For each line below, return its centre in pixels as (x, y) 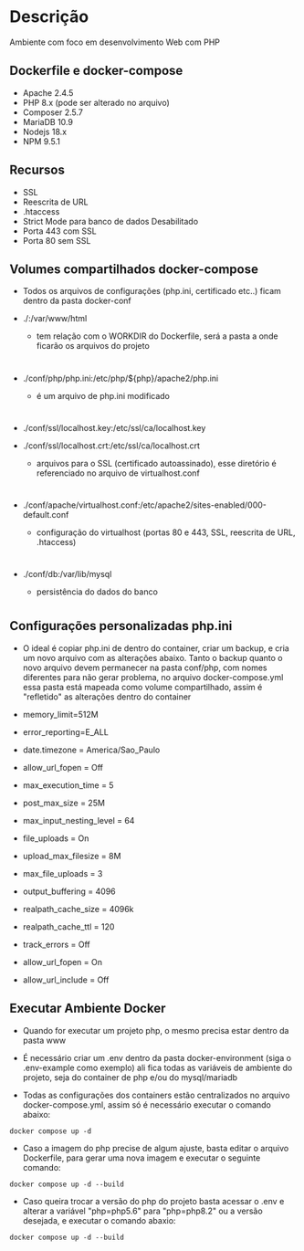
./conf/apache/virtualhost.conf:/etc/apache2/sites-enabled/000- (145, 505)
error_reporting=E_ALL (66, 731)
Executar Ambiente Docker (88, 1009)
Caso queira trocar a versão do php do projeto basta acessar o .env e (153, 1201)
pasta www (44, 1040)
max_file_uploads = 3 (63, 873)
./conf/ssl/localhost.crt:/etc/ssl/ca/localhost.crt (111, 446)
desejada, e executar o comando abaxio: (99, 1220)
